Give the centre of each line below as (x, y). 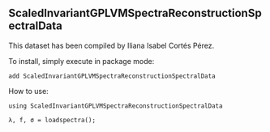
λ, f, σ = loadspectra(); (52, 120)
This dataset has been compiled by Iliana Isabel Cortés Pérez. (111, 45)
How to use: (28, 91)
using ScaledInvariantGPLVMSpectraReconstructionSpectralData (116, 106)
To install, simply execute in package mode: (81, 61)
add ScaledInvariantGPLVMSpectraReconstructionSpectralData (112, 76)
